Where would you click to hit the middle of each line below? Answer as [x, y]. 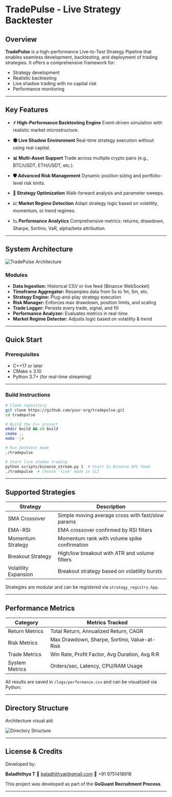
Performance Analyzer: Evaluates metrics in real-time [70, 313]
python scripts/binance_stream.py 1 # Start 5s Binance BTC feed [78, 467]
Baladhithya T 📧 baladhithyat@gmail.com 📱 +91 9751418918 [69, 774]
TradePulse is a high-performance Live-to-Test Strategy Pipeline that [79, 52]
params [67, 522]
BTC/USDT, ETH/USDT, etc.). [43, 165]
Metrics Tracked [107, 623]
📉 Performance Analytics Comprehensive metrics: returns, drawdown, [89, 221]
